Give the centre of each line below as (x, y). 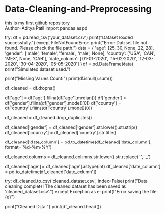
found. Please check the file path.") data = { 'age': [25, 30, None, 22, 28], (80, 48)
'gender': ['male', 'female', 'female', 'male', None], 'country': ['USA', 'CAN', (80, 53)
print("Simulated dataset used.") (38, 69)
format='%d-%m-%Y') (28, 147)
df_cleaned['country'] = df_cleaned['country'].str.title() (61, 132)
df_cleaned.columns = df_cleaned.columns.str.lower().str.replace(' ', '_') (78, 157)
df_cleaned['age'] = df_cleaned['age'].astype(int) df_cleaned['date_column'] (83, 166)
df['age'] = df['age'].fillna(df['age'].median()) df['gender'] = (66, 98)
